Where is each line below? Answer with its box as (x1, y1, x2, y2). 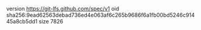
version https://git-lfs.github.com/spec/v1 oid (6, 5, 120, 12)
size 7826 (38, 18, 64, 25)
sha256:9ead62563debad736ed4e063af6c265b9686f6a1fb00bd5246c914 (6, 11, 196, 19)
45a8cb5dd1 (6, 18, 38, 25)
